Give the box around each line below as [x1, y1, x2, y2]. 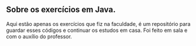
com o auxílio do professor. [6, 32, 72, 40]
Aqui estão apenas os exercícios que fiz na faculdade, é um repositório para [6, 20, 191, 27]
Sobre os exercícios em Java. [6, 5, 116, 15]
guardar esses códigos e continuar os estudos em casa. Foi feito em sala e [6, 27, 188, 34]
